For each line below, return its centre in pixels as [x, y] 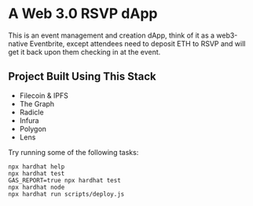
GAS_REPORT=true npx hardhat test [65, 180]
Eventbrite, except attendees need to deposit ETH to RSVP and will [137, 43]
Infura [29, 120]
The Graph [37, 103]
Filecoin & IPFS [44, 96]
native [18, 43]
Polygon [33, 128]
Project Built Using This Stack [82, 76]
